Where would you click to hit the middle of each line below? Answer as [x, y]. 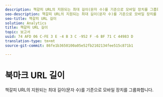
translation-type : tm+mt [30, 41]
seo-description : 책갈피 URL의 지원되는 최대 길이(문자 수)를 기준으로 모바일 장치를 [81, 14]
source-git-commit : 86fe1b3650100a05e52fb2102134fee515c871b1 [69, 46]
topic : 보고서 [18, 32]
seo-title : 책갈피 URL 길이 [31, 18]
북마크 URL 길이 [35, 75]
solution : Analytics [26, 23]
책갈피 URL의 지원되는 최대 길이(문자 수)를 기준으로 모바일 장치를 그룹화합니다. [79, 90]
